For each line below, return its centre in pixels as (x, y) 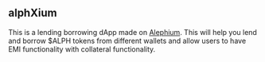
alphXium (33, 13)
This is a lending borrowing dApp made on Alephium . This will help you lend (132, 32)
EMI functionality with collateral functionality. (82, 49)
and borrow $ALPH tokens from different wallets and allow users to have (127, 41)
